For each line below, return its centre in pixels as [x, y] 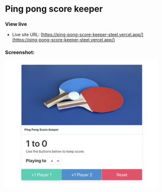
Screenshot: [20, 52]
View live [16, 24]
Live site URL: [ [27, 35]
